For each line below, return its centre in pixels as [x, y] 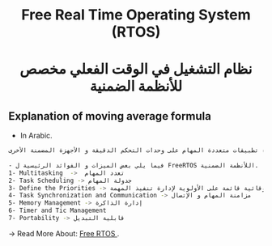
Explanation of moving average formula [110, 116]
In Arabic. [36, 136]
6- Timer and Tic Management [57, 211]
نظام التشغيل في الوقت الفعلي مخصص [136, 69]
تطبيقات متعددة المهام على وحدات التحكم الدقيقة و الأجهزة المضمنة [144, 151]
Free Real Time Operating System [136, 15]
